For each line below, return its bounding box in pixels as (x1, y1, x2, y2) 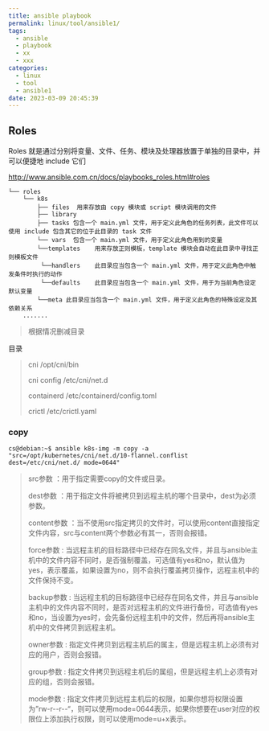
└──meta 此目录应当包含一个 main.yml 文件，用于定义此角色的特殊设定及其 (37, 296, 258, 304)
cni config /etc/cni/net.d (27, 376, 108, 385)
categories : (8, 64, 48, 72)
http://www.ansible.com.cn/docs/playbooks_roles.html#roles (8, 172, 210, 182)
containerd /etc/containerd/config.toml (27, 391, 157, 400)
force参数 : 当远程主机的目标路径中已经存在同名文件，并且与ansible (27, 545, 251, 555)
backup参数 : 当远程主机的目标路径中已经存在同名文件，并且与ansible (27, 593, 259, 602)
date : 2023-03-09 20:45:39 (8, 94, 99, 102)
